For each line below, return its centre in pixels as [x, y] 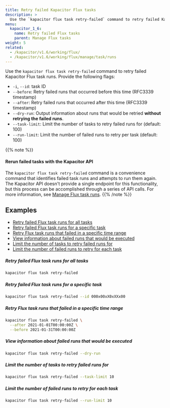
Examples [21, 210]
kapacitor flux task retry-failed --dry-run [53, 353]
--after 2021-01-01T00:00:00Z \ [44, 325]
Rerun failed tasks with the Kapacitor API [49, 161]
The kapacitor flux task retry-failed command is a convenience [75, 173]
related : [14, 48]
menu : [11, 24]
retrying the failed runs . [38, 119]
